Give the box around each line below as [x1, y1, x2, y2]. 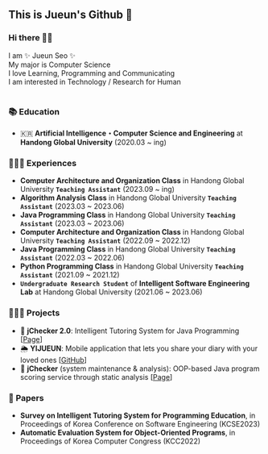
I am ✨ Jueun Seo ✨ [8, 50, 76, 60]
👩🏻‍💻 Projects [8, 307, 60, 319]
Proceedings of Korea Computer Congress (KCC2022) [19, 436, 201, 446]
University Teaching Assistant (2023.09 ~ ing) [19, 185, 175, 194]
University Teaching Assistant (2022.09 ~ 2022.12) [19, 235, 191, 246]
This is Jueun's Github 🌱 [8, 8, 133, 22]
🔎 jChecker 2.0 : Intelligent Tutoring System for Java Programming [19, 326, 240, 335]
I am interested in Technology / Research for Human [8, 77, 181, 86]
